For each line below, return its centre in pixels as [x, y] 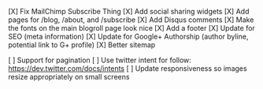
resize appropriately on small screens [69, 77]
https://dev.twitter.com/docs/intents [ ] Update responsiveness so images [128, 69]
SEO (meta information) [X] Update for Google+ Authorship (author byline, [128, 36]
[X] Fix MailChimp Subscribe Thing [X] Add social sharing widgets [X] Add [129, 11]
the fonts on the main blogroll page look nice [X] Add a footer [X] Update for [132, 28]
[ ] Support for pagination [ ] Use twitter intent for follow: [100, 60]
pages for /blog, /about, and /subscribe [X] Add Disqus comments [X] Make [131, 20]
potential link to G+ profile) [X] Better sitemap [82, 45]
